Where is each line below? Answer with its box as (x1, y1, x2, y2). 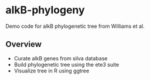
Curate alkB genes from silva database (13, 54, 108, 61)
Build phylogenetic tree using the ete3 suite (13, 61, 120, 68)
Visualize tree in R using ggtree (13, 67, 90, 74)
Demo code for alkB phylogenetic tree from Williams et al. (5, 23, 145, 30)
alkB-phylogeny (5, 3, 86, 17)
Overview (5, 39, 42, 49)
